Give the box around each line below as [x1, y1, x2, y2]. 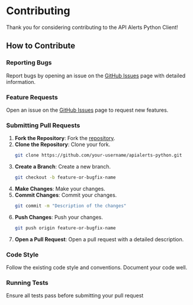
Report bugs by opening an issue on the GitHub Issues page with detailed [6, 72, 186, 79]
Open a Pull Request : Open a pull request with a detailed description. [14, 235, 184, 243]
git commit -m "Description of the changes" [14, 203, 127, 209]
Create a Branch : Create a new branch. [14, 163, 111, 170]
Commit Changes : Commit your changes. [14, 191, 117, 199]
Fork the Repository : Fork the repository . [14, 135, 115, 142]
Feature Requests [6, 93, 58, 101]
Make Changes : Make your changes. [14, 185, 105, 192]
